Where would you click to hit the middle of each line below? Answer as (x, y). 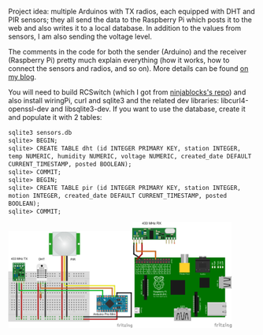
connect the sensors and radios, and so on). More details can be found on (128, 69)
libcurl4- (234, 100)
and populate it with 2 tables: (55, 117)
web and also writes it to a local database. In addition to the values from (125, 28)
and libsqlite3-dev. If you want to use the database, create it (148, 109)
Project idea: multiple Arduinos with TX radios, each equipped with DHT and (132, 11)
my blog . (22, 77)
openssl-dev (29, 109)
